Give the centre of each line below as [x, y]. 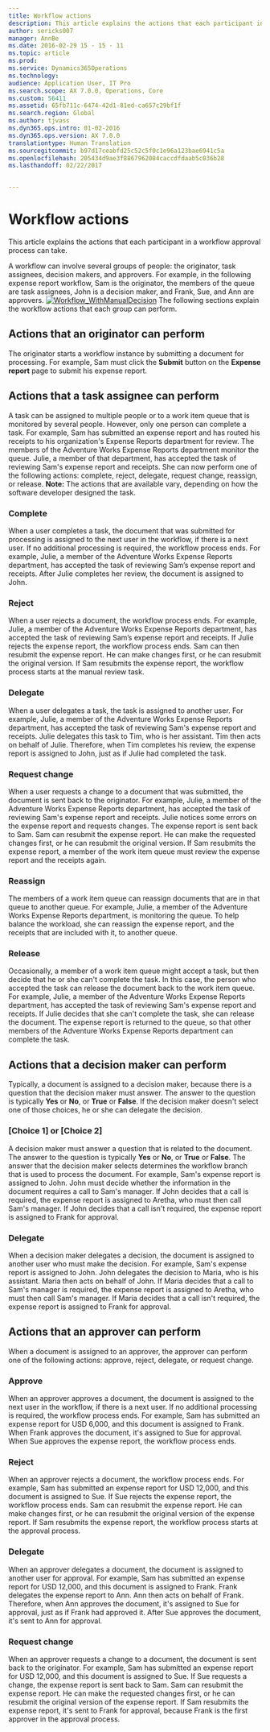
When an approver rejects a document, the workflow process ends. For [126, 1480]
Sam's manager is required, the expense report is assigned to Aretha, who [131, 1289]
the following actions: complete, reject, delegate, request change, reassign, [133, 475]
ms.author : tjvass [39, 121]
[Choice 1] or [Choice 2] [55, 1131]
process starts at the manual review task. [76, 672]
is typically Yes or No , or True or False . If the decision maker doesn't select [133, 1101]
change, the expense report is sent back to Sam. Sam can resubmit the [126, 1684]
